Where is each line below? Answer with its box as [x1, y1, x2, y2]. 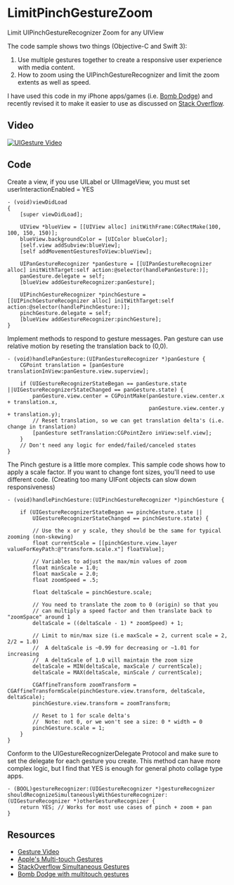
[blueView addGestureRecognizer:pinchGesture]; [20, 316, 162, 323]
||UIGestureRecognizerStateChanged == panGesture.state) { [7, 386, 184, 393]
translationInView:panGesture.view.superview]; [7, 368, 150, 375]
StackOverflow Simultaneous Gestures [17, 862, 130, 871]
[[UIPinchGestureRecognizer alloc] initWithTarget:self [7, 297, 174, 304]
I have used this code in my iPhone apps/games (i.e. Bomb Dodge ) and [7, 92, 213, 100]
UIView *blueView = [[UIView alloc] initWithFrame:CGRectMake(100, [20, 223, 221, 230]
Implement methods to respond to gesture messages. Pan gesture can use [7, 334, 223, 342]
